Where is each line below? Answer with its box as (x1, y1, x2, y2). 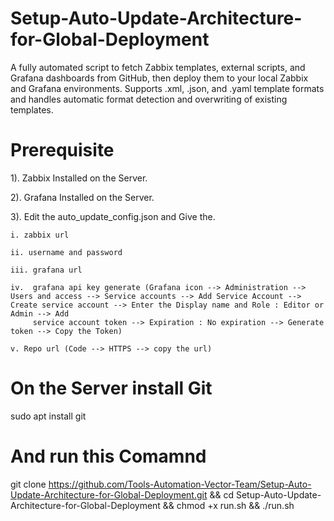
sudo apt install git (10, 410, 87, 422)
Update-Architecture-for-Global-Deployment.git (10, 488, 208, 501)
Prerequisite (10, 139, 115, 162)
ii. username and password (10, 247, 123, 257)
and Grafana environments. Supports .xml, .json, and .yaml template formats (10, 82, 325, 94)
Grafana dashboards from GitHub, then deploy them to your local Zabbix (10, 72, 309, 84)
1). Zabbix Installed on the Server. (10, 172, 148, 184)
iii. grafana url (10, 265, 83, 275)
